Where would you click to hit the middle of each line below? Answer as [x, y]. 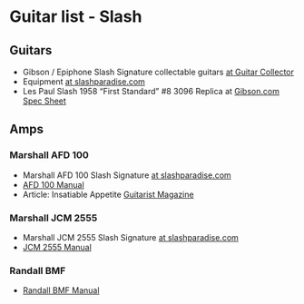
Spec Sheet [44, 101]
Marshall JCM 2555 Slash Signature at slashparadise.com [130, 237]
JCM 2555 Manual [57, 247]
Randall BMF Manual [61, 290]
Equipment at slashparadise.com [83, 82]
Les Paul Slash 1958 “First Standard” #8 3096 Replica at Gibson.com [151, 91]
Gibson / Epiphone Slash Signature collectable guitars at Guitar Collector [158, 72]
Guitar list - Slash [76, 17]
